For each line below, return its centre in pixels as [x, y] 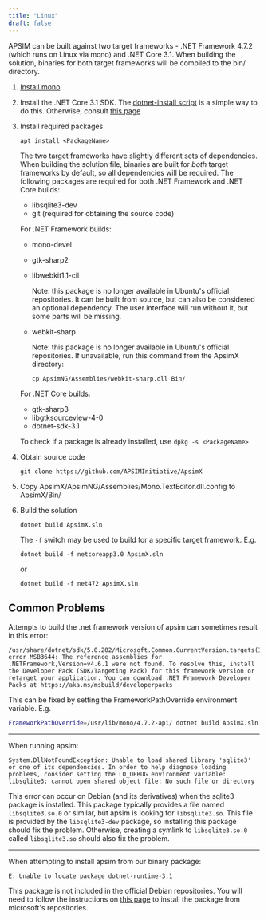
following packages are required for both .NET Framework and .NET [131, 181]
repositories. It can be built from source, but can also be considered [143, 299]
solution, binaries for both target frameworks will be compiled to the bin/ [127, 63]
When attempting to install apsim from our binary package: [105, 862]
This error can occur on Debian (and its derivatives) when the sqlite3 [121, 796]
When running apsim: [43, 746]
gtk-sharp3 [50, 409]
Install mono [40, 87]
